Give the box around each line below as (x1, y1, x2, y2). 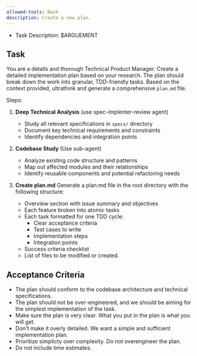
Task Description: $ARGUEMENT (15, 31, 98, 38)
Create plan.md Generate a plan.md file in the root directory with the (15, 181, 188, 189)
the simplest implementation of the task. (15, 305, 116, 313)
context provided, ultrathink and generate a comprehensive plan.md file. (6, 85, 187, 92)
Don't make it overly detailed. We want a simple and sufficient (15, 325, 171, 332)
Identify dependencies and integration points (24, 133, 137, 140)
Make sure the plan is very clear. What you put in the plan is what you (15, 312, 190, 319)
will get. (15, 318, 35, 325)
